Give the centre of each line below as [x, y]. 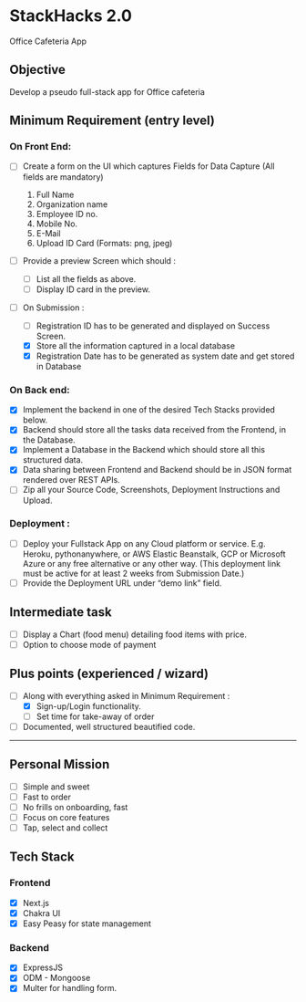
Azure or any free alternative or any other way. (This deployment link [151, 563]
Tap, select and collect [65, 828]
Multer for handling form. [70, 988]
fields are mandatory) [63, 177]
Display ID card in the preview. [93, 289]
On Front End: [41, 147]
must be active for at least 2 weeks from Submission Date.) [133, 573]
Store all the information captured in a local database [135, 345]
